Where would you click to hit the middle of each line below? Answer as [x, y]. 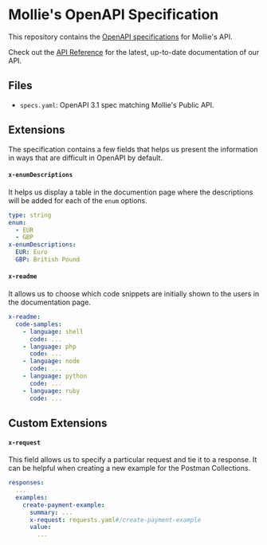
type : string [30, 215]
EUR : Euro [31, 253]
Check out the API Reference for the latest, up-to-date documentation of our [134, 52]
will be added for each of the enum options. [78, 200]
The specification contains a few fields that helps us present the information [133, 149]
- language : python [55, 376]
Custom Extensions [58, 423]
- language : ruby [51, 391]
